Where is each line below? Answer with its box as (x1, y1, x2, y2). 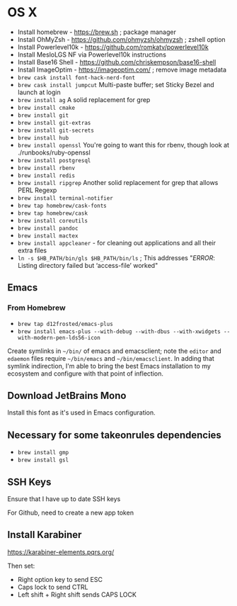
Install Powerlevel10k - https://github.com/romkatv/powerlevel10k (17, 43, 209, 51)
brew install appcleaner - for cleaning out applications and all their (17, 238, 216, 247)
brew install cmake (17, 104, 76, 111)
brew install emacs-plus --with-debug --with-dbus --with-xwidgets (17, 327, 221, 335)
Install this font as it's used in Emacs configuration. (7, 408, 156, 417)
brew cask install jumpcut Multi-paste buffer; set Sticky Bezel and (17, 80, 214, 89)
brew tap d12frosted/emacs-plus (17, 320, 113, 327)
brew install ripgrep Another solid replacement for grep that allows (17, 178, 219, 186)
